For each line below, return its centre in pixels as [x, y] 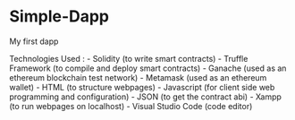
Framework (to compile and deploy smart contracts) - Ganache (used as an [148, 68]
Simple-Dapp [59, 17]
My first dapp [34, 41]
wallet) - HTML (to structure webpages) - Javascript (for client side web [142, 87]
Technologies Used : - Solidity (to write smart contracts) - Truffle [129, 58]
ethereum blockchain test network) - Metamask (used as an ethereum [138, 77]
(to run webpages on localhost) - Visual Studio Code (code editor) [131, 106]
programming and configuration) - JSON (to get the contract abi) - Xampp [145, 97]
